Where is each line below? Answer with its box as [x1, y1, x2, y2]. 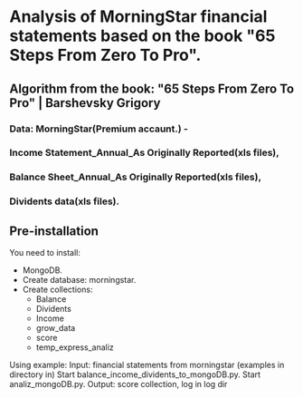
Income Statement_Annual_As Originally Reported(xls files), [9, 147, 279, 160]
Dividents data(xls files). [9, 195, 120, 208]
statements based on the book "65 [9, 25, 276, 46]
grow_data [35, 323, 76, 334]
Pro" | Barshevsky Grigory [9, 95, 161, 111]
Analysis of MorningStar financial [9, 6, 268, 27]
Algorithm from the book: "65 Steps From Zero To [9, 81, 295, 96]
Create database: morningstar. [22, 275, 137, 286]
